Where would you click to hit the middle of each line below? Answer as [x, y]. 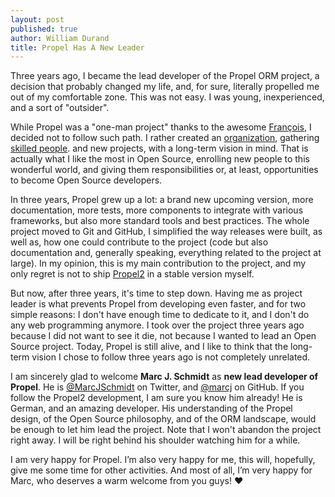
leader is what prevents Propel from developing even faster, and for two [158, 304]
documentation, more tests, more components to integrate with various [157, 210]
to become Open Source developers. [86, 180]
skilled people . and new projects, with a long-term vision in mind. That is [159, 148]
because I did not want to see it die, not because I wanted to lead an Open [163, 336]
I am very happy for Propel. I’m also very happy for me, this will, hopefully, [163, 460]
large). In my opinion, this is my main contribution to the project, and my [158, 263]
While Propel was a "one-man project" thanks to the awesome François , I [161, 127]
